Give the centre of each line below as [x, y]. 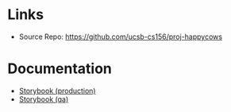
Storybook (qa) [44, 99]
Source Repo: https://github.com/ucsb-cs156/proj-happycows [121, 37]
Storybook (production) [57, 91]
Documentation [60, 69]
